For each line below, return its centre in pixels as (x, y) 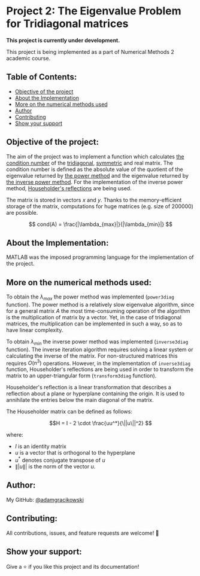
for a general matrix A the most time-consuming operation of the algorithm (98, 311)
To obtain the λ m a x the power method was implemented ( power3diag (90, 297)
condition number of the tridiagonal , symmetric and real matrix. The (90, 163)
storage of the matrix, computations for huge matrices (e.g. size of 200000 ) (100, 206)
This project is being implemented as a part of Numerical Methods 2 (90, 51)
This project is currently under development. (63, 40)
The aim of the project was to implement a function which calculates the (95, 156)
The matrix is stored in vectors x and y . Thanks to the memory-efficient (94, 200)
